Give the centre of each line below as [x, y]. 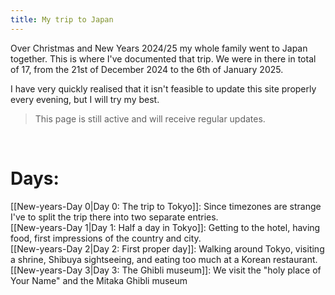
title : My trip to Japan [62, 19]
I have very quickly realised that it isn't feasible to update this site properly [163, 88]
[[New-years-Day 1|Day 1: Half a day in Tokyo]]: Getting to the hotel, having [165, 227]
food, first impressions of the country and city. [106, 238]
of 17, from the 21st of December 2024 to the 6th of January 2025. [147, 69]
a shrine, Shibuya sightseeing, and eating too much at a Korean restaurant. [164, 259]
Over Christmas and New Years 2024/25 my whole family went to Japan [159, 48]
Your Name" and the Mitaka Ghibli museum [99, 280]
